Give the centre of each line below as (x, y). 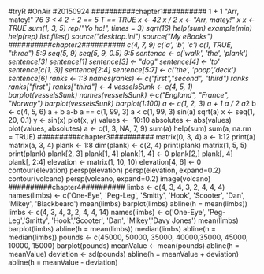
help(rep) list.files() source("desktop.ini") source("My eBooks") (110, 36)
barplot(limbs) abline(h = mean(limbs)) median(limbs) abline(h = (112, 229)
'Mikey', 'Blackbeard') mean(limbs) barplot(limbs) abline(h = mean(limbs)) (128, 204)
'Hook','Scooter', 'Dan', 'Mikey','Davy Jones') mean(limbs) (145, 220)
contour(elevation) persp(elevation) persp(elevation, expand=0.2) (115, 170)
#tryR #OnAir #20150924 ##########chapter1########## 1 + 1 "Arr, (124, 11)
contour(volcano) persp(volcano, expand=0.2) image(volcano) (110, 179)
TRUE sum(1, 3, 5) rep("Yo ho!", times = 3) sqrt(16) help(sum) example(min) (130, 28)
